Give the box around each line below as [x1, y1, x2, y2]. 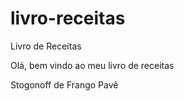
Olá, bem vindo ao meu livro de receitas [10, 59, 175, 71]
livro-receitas [10, 7, 126, 30]
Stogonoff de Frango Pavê [10, 78, 119, 91]
